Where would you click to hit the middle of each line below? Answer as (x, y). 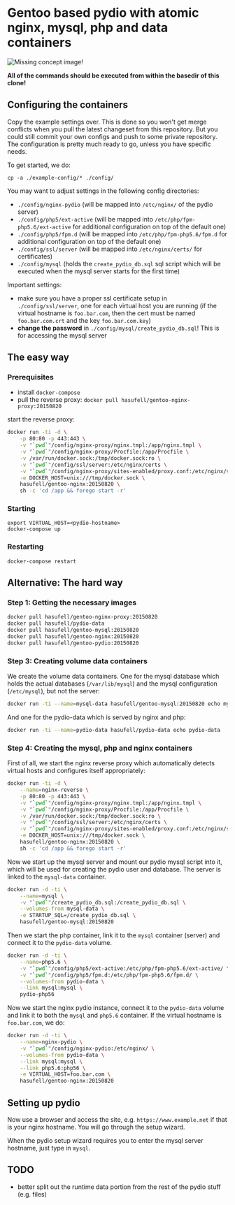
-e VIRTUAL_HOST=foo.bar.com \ (65, 1074)
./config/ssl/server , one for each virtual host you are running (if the (117, 305)
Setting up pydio (44, 1103)
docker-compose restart (42, 561)
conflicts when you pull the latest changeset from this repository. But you (113, 129)
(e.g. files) (32, 1194)
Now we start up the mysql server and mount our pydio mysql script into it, (115, 862)
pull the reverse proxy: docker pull (68, 400)
